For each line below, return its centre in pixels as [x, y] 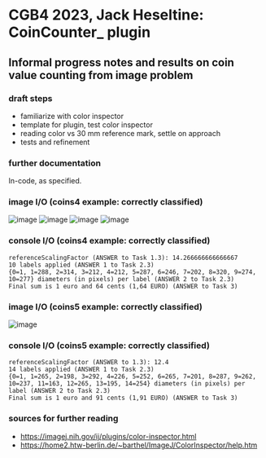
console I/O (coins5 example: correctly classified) [109, 346]
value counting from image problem [101, 75]
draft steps [31, 98]
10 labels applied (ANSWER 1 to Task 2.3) [81, 265]
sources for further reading [63, 419]
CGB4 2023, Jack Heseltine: [106, 15]
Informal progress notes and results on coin [121, 62]
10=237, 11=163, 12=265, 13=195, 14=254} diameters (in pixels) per [127, 384]
